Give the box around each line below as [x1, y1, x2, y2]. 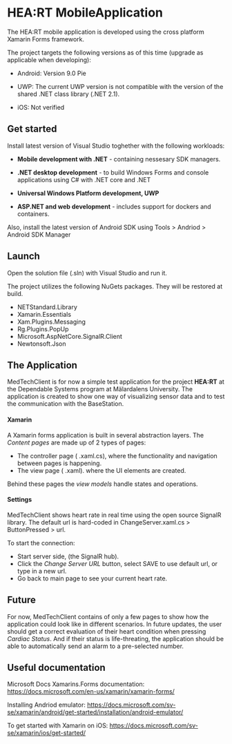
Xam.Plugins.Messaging [17, 317, 86, 326]
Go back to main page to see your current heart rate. [17, 574, 168, 583]
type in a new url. [17, 567, 67, 575]
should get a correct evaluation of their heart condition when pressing [7, 627, 206, 636]
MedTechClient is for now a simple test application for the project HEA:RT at [7, 378, 224, 386]
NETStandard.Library [17, 302, 78, 311]
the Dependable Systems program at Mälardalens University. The [7, 385, 193, 393]
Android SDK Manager [7, 230, 71, 239]
